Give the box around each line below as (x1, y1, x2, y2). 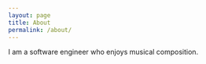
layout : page (8, 11, 51, 20)
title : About (8, 19, 51, 27)
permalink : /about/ (8, 26, 72, 34)
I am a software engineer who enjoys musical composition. (8, 48, 199, 57)
